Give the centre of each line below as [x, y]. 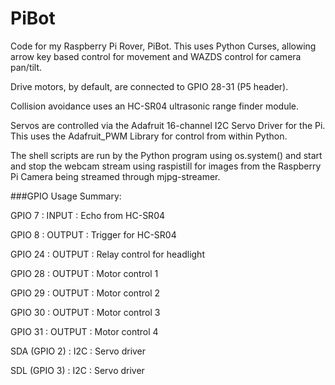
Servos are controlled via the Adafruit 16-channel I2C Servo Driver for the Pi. [168, 125]
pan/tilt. [26, 67]
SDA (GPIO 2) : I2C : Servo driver [78, 351]
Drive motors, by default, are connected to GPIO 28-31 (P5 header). [149, 86]
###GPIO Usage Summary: [66, 196]
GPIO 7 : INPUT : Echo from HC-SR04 [88, 215]
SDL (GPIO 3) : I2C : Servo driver [77, 370]
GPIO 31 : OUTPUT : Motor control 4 [84, 331]
